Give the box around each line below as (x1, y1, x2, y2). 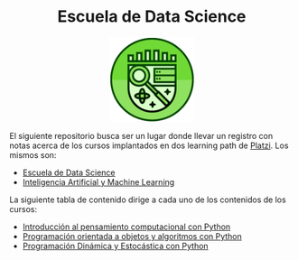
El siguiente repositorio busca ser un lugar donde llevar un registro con (9, 130, 274, 141)
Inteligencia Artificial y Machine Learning (22, 176, 175, 187)
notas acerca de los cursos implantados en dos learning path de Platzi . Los (9, 140, 289, 151)
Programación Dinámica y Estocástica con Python (22, 240, 210, 251)
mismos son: (9, 149, 57, 160)
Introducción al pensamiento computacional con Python (22, 221, 231, 232)
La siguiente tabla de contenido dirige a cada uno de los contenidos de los (9, 194, 286, 205)
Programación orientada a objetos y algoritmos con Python (22, 230, 242, 241)
